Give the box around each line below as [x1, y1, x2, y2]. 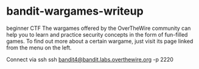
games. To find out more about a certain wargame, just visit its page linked [6, 37, 194, 45]
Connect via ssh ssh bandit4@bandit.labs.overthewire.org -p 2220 [6, 56, 173, 63]
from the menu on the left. [6, 44, 72, 51]
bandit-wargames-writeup [6, 4, 144, 18]
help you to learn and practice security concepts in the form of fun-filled [6, 31, 188, 38]
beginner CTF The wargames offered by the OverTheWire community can [6, 24, 191, 32]
